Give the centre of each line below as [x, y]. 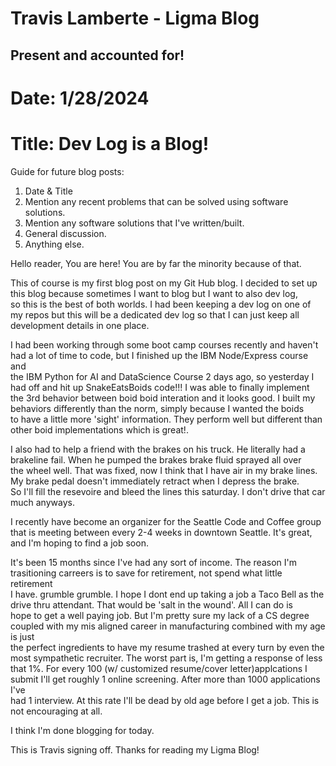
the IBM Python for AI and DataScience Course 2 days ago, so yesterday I [162, 376]
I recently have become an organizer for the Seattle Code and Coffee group [166, 521]
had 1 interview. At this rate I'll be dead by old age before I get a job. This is [165, 700]
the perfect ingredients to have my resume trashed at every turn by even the [167, 647]
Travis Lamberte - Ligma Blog [135, 18]
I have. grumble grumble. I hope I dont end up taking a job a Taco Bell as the [167, 594]
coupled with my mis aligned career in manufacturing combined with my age [168, 626]
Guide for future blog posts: [67, 171]
